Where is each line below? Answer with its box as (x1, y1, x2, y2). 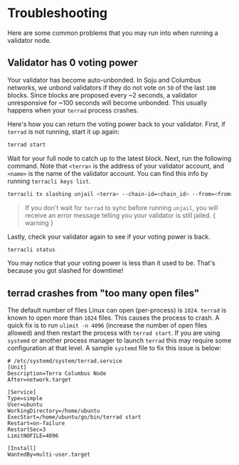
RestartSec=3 (7, 426, 46, 434)
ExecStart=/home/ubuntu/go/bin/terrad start (7, 414, 142, 421)
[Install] (7, 445, 37, 452)
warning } (24, 219, 54, 227)
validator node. (7, 36, 52, 44)
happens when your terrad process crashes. (7, 105, 139, 115)
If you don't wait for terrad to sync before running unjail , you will (24, 203, 218, 211)
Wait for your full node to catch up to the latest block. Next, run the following (7, 154, 232, 162)
